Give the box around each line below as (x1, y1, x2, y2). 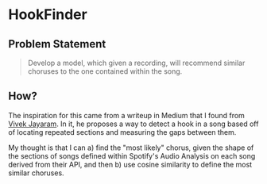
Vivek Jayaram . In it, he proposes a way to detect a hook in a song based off (8, 119, 259, 128)
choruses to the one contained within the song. (27, 67, 183, 76)
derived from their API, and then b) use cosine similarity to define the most (8, 159, 253, 169)
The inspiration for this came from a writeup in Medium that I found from (8, 110, 245, 120)
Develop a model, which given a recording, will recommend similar (27, 58, 246, 67)
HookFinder (8, 6, 87, 24)
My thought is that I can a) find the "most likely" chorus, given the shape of (8, 143, 254, 152)
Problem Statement (8, 37, 106, 51)
